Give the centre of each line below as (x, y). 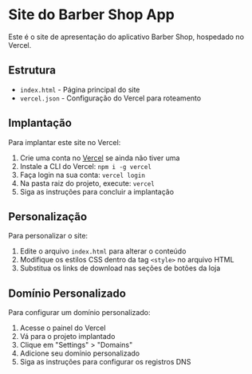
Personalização (48, 217)
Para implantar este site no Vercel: (65, 142)
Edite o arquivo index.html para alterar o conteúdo (103, 251)
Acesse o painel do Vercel (63, 328)
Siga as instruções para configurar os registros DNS (105, 362)
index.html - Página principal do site (80, 89)
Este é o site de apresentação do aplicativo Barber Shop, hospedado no (126, 37)
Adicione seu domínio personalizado (80, 353)
